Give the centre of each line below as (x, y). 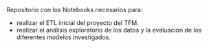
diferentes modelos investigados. (64, 37)
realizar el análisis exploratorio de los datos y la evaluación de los (109, 30)
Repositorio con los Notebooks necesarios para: (75, 10)
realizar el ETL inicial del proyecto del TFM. (77, 23)
